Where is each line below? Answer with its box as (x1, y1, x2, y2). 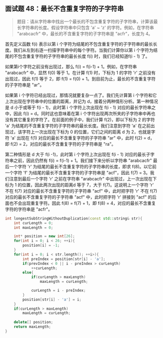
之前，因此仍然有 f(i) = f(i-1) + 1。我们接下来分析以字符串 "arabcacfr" (13, 158, 152, 163)
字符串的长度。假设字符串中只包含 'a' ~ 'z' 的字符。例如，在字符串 (21, 24, 154, 30)
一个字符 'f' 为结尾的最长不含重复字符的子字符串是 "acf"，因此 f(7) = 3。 (5, 170, 150, 176)
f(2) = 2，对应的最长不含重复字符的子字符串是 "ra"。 (10, 141, 116, 147)
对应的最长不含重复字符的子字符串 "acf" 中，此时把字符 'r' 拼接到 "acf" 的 (5, 194, 152, 200)
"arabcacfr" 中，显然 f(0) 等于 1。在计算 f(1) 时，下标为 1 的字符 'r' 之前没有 (5, 70, 156, 76)
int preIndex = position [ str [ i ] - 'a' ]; (22, 257, 106, 261)
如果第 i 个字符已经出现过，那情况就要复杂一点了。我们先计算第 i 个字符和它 (5, 92, 157, 98)
